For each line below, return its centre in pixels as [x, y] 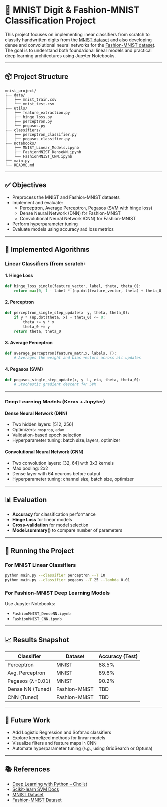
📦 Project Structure [37, 77]
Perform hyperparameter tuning [45, 224]
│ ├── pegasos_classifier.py [38, 139]
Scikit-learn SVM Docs [36, 789]
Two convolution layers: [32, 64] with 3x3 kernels [63, 463]
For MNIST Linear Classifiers [41, 565]
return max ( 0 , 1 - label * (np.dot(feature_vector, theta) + [79, 291]
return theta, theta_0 [38, 331]
